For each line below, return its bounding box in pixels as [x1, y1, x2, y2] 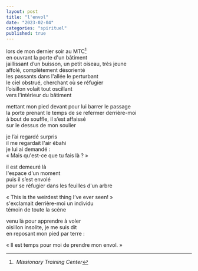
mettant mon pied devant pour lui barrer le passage [6, 103, 131, 110]
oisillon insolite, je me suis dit [6, 223, 77, 230]
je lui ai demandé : [6, 146, 51, 153]
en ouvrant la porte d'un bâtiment [6, 54, 88, 61]
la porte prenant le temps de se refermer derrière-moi [6, 109, 137, 116]
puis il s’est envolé [6, 176, 51, 183]
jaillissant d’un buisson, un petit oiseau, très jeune [6, 60, 127, 67]
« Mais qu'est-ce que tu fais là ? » [6, 151, 88, 159]
